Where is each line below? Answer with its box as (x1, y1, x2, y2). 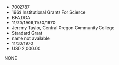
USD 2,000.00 (11, 46, 40, 51)
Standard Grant (11, 30, 42, 36)
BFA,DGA (11, 15, 30, 20)
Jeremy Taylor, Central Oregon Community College (11, 25, 115, 31)
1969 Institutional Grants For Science (11, 9, 86, 15)
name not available (11, 35, 50, 41)
